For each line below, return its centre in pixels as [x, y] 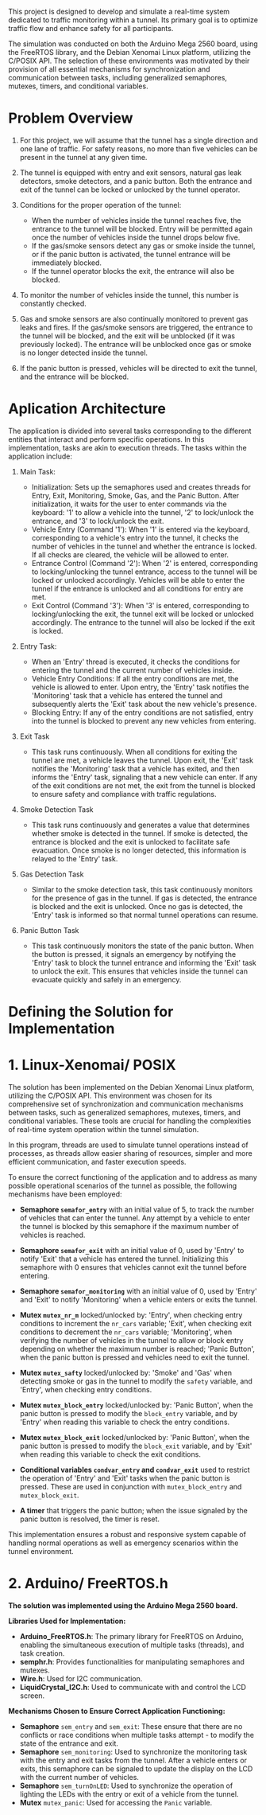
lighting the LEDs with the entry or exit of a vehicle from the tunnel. [129, 1794]
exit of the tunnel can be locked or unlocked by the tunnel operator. [130, 189]
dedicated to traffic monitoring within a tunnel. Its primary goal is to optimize [133, 20]
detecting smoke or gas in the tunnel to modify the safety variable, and [136, 1381]
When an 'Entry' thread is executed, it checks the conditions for [136, 662]
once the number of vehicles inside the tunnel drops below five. [136, 237]
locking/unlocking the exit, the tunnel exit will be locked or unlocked [143, 614]
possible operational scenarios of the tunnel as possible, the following [123, 1186]
